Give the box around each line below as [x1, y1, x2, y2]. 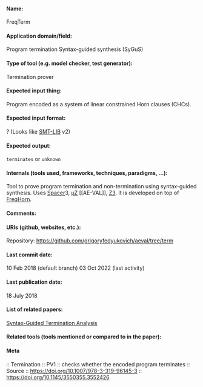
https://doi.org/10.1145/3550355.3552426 [6, 374, 110, 381]
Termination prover [6, 73, 54, 80]
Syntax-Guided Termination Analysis [6, 319, 98, 326]
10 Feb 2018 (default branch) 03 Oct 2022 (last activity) [6, 264, 145, 272]
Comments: [6, 210, 37, 217]
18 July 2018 [6, 292, 38, 299]
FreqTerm [6, 18, 30, 26]
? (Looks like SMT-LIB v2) [6, 128, 71, 135]
